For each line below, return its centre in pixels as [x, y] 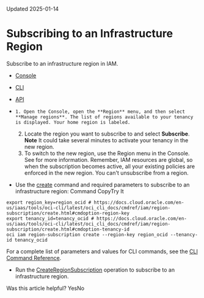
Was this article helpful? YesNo [45, 288]
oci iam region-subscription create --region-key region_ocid [87, 235]
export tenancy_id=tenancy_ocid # [50, 218]
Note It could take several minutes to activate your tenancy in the [106, 140]
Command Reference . [34, 258]
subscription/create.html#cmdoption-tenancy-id [68, 229]
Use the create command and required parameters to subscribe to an [102, 185]
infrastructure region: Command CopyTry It [69, 191]
